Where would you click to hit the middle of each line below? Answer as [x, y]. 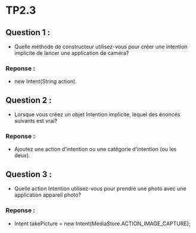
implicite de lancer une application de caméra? [71, 53]
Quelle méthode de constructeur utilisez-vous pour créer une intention [101, 46]
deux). [22, 156]
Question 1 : [28, 32]
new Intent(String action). [45, 82]
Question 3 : [29, 174]
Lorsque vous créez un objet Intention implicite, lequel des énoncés [97, 114]
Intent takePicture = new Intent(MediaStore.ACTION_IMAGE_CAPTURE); [102, 223]
